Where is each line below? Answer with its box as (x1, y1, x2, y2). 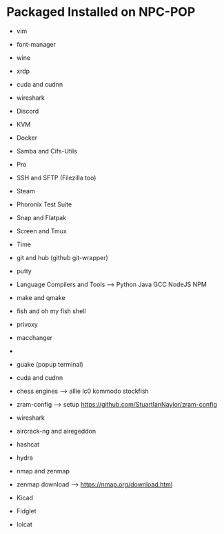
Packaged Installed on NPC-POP (6, 4, 196, 20)
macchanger (16, 333, 53, 341)
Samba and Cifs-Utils (16, 147, 77, 155)
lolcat (16, 520, 32, 528)
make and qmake (16, 293, 66, 301)
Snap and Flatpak (16, 213, 67, 222)
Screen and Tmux (16, 226, 67, 235)
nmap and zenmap (16, 467, 70, 475)
